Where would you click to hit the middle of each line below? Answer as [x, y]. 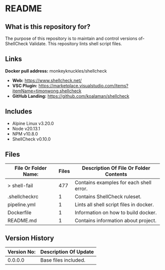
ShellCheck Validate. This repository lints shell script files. [64, 44]
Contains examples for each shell [113, 183]
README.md [22, 220]
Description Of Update [67, 252]
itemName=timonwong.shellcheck [47, 91]
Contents [116, 174]
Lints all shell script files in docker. [114, 205]
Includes [19, 112]
